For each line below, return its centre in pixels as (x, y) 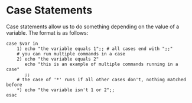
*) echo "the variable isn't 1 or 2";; (66, 90)
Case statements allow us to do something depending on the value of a (93, 26)
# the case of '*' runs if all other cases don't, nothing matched (101, 79)
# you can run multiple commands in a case (71, 54)
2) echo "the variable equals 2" (58, 59)
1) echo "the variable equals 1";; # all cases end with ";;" (95, 49)
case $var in (22, 44)
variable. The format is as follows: (47, 32)
